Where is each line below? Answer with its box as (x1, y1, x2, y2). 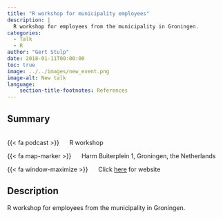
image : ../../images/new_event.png (7, 68, 110, 75)
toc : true (7, 61, 36, 68)
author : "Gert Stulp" (7, 49, 70, 56)
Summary (7, 113, 50, 124)
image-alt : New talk (7, 74, 67, 82)
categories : (7, 29, 41, 37)
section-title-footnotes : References (19, 87, 128, 94)
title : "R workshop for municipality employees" (7, 10, 150, 17)
